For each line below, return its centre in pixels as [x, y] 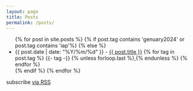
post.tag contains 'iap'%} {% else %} [60, 45]
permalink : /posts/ [30, 22]
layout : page [22, 12]
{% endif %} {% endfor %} [48, 71]
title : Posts [22, 17]
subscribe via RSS [29, 82]
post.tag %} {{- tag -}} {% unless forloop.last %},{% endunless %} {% [101, 58]
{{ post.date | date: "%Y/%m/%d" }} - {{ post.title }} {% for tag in [94, 52]
